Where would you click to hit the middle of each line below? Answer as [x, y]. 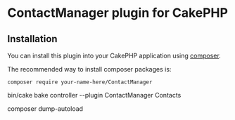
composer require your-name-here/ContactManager [80, 82]
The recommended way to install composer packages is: [89, 69]
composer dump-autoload [45, 109]
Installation [32, 39]
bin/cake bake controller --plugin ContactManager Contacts [94, 95]
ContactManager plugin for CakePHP [118, 13]
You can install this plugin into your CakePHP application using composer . [114, 55]
